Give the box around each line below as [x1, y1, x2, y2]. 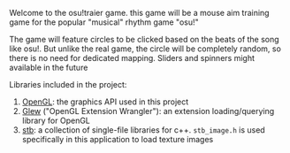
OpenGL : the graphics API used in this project [21, 96, 189, 107]
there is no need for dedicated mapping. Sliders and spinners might [9, 53, 255, 63]
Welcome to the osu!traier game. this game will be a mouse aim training [9, 8, 270, 18]
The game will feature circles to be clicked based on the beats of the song [9, 34, 280, 44]
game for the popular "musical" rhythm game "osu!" [9, 17, 199, 27]
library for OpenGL [21, 115, 91, 126]
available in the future [9, 62, 88, 73]
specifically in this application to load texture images [21, 134, 214, 144]
